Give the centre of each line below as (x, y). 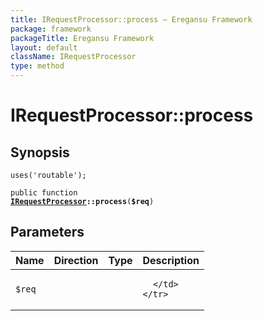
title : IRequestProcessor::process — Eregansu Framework (131, 19)
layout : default (44, 47)
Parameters (47, 232)
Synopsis (40, 152)
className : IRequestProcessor (73, 57)
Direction (76, 260)
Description (171, 260)
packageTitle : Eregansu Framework (82, 38)
